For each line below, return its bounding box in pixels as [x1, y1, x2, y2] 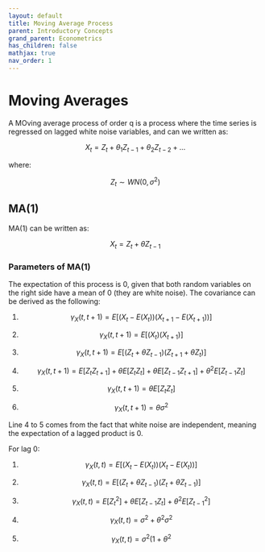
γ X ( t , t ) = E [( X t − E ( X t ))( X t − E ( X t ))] [85, 460, 198, 471]
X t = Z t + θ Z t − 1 [110, 239, 161, 251]
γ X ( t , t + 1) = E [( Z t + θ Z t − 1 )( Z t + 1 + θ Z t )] [76, 347, 207, 359]
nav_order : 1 [8, 57, 52, 65]
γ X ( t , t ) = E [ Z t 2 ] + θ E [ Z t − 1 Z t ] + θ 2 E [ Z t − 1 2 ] [72, 495, 211, 508]
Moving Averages [8, 92, 129, 110]
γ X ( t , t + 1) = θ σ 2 [114, 401, 169, 414]
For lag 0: [8, 444, 40, 454]
